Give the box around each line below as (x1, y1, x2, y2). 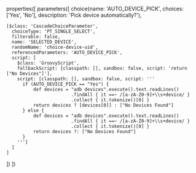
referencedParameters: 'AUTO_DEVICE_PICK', (11, 49, 122, 55)
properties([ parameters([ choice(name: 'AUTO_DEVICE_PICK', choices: (6, 5, 184, 12)
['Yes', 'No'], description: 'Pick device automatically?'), (6, 11, 142, 19)
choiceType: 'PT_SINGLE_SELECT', (11, 28, 96, 34)
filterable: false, (11, 34, 61, 40)
